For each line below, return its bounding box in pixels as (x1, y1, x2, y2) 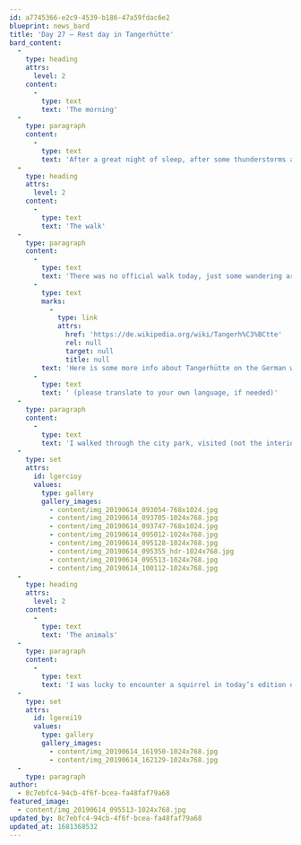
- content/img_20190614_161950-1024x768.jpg (48, 746, 219, 756)
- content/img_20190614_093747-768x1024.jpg (48, 522, 219, 531)
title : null (65, 355, 110, 364)
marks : (41, 297, 66, 306)
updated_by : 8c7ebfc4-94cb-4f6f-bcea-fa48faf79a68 (9, 814, 202, 823)
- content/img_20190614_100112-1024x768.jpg (48, 563, 219, 572)
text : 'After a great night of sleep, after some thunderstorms (41, 154, 287, 164)
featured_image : (9, 797, 70, 806)
